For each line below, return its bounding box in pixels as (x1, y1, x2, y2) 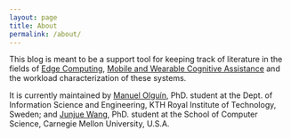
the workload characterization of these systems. (9, 73, 187, 84)
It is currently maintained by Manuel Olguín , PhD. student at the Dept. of (9, 90, 273, 101)
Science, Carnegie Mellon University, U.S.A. (9, 118, 170, 129)
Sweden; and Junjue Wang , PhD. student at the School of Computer (9, 109, 258, 120)
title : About (9, 21, 58, 30)
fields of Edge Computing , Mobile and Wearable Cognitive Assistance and (9, 63, 280, 74)
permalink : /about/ (9, 29, 82, 38)
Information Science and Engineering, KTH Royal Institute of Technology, (9, 100, 277, 110)
